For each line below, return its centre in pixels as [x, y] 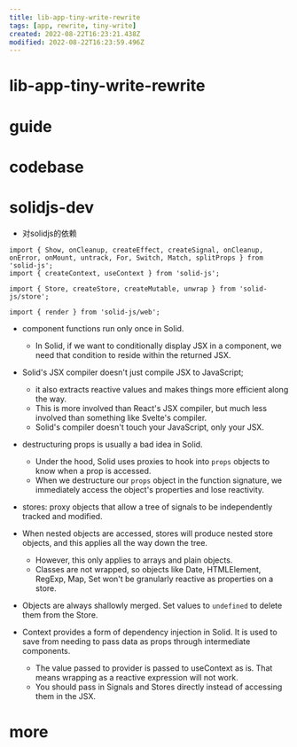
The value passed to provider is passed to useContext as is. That [154, 668]
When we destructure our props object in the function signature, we [159, 480]
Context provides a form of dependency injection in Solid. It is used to [149, 632]
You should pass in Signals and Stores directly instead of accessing [159, 687]
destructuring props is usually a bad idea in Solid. [112, 444]
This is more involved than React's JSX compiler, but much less [151, 408]
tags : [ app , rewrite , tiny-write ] [73, 26]
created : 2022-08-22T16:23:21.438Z [75, 34]
